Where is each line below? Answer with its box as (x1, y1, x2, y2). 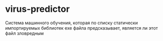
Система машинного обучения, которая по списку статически (5, 20, 138, 26)
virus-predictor (5, 3, 70, 15)
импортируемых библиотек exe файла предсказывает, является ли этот (5, 25, 158, 31)
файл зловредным (5, 30, 44, 36)
